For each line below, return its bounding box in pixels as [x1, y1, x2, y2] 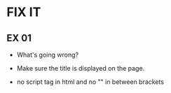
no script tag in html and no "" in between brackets [16, 78, 164, 86]
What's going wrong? [16, 50, 78, 59]
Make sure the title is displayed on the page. [16, 64, 145, 72]
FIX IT [6, 4, 41, 20]
